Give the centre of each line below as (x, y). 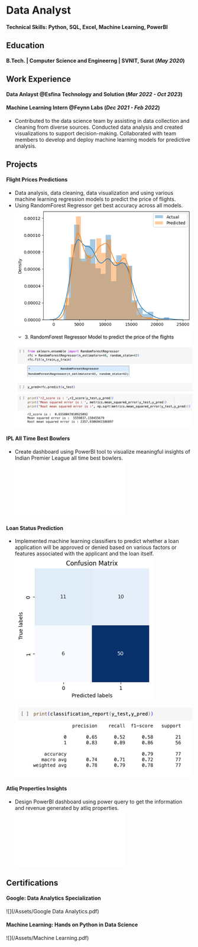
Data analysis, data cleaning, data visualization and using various (94, 193)
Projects (22, 165)
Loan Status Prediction (35, 528)
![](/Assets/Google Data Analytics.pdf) (53, 911)
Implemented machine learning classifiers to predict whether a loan (97, 541)
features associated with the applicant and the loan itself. (84, 554)
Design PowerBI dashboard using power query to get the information (98, 802)
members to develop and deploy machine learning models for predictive (102, 139)
